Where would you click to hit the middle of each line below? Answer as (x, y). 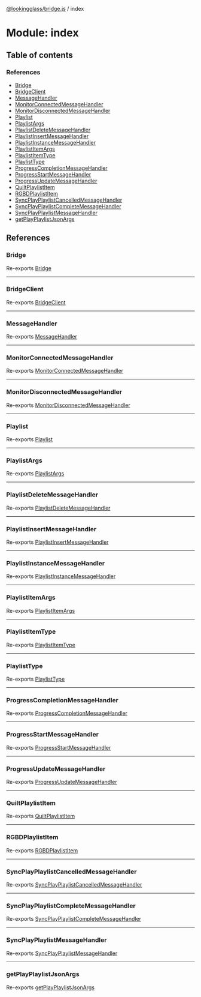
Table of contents (39, 55)
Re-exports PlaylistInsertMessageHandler (57, 542)
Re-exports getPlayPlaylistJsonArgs (50, 987)
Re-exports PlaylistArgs (35, 474)
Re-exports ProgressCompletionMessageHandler (67, 713)
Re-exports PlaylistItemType (41, 645)
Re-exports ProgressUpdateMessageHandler (62, 782)
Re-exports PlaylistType (36, 679)
